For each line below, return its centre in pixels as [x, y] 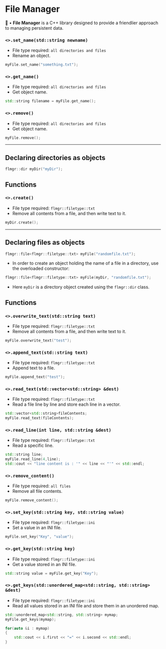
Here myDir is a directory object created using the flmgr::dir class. [81, 287]
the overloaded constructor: [41, 268]
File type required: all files [41, 486]
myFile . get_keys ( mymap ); [31, 619]
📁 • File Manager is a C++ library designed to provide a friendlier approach [82, 23]
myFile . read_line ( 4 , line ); [33, 459]
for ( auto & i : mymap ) [27, 628]
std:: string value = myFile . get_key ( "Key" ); [52, 573]
